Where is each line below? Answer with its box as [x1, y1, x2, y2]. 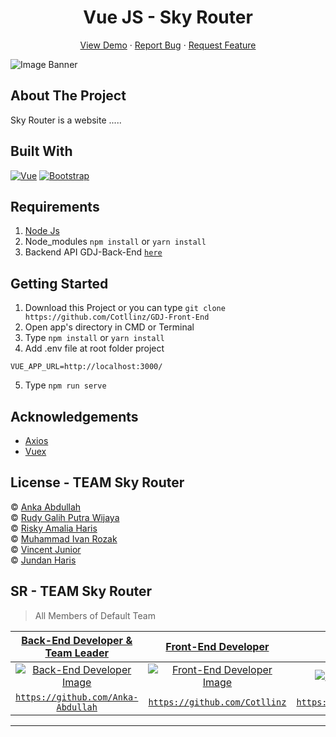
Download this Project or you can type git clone [24, 302, 226, 314]
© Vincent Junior [10, 543, 82, 555]
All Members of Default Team [34, 609, 156, 621]
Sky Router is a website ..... [10, 114, 122, 126]
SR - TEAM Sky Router [10, 583, 153, 600]
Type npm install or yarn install [24, 332, 165, 344]
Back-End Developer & [21, 633, 133, 647]
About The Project [10, 87, 127, 105]
